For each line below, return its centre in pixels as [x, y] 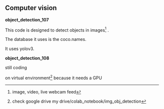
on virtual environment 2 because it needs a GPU [54, 77]
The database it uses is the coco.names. [46, 39]
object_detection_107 [27, 19]
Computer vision [31, 8]
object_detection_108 [27, 58]
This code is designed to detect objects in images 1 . [57, 30]
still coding [16, 68]
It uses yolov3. [20, 49]
